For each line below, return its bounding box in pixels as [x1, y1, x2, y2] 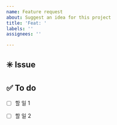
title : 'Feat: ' [6, 20, 47, 26]
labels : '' [6, 25, 34, 32]
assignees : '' [6, 31, 42, 37]
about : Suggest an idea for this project [6, 14, 112, 20]
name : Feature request [6, 8, 63, 15]
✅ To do [6, 82, 37, 93]
